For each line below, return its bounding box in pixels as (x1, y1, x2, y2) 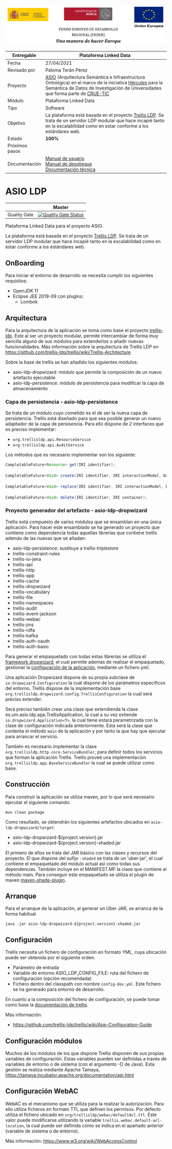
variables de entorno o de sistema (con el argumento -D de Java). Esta (5, 1061, 155, 1067)
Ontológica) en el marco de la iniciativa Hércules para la (45, 80, 163, 86)
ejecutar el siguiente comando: (5, 799, 71, 805)
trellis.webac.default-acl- (102, 1118, 162, 1123)
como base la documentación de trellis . (5, 1002, 89, 1008)
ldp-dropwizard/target (5, 825, 54, 830)
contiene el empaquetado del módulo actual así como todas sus (5, 861, 140, 867)
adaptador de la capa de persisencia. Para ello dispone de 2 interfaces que (5, 421, 164, 427)
